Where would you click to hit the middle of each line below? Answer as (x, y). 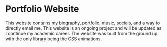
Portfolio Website (42, 9)
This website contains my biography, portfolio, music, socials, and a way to (83, 23)
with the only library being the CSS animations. (54, 39)
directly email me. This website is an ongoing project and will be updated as (83, 28)
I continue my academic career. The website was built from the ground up (81, 33)
